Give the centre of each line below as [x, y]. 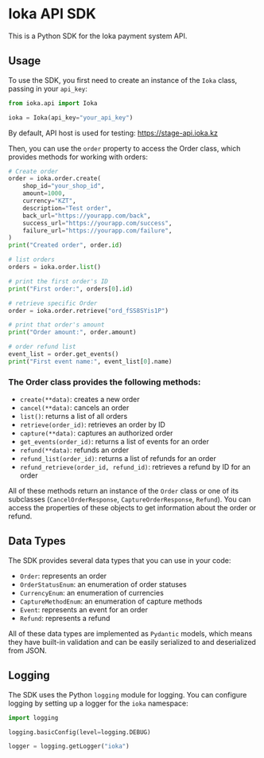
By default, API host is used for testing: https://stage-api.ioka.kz [113, 133]
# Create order [33, 171]
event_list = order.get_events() [64, 354]
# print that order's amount [56, 325]
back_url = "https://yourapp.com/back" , [87, 216]
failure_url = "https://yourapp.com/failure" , [97, 231]
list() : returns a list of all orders [74, 416]
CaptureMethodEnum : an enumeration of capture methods [111, 601]
